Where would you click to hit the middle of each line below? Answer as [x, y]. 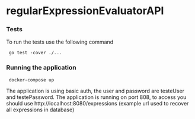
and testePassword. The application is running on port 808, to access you [96, 97]
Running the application [41, 68]
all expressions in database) [40, 110]
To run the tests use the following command [60, 42]
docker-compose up [31, 80]
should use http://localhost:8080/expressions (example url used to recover [97, 103]
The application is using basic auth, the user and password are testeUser [95, 91]
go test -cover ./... [35, 53]
